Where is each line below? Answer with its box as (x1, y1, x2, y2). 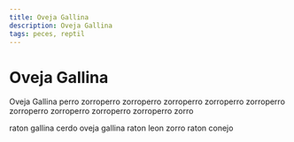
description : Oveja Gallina (9, 21, 113, 30)
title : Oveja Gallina (9, 12, 89, 22)
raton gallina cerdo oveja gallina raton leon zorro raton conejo (9, 123, 234, 133)
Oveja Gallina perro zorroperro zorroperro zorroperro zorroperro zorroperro (9, 96, 286, 107)
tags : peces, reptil (9, 29, 86, 38)
